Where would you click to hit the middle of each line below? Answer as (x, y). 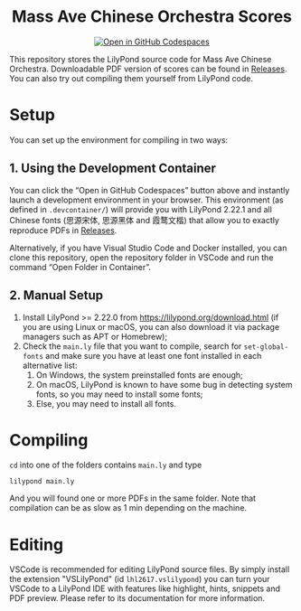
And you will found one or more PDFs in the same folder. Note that (132, 498)
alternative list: (50, 365)
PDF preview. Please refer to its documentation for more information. (137, 598)
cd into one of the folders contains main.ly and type (106, 465)
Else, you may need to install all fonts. (106, 403)
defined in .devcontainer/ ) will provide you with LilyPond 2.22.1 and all (141, 209)
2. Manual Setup (56, 296)
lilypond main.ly (42, 482)
